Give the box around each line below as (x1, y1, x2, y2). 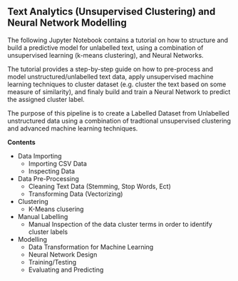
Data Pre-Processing (17, 174, 80, 183)
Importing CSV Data (28, 159, 88, 168)
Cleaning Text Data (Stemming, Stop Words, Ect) (28, 182, 171, 190)
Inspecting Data (28, 167, 75, 175)
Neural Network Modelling (7, 17, 127, 29)
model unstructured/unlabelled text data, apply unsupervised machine (7, 72, 214, 81)
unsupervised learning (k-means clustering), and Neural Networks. (7, 51, 205, 59)
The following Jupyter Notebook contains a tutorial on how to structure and (7, 36, 229, 44)
